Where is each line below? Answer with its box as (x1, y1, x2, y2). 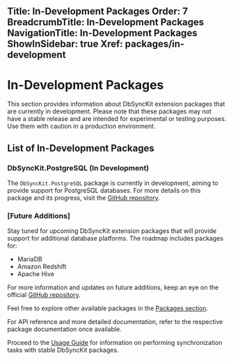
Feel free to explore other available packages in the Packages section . (7, 304, 209, 312)
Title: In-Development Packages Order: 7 (7, 6, 188, 17)
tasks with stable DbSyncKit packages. (7, 346, 120, 354)
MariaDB (17, 255, 43, 264)
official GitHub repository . (7, 291, 81, 299)
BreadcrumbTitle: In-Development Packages (7, 17, 204, 29)
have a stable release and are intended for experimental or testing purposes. (7, 115, 227, 123)
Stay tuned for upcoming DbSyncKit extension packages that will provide (7, 227, 217, 235)
